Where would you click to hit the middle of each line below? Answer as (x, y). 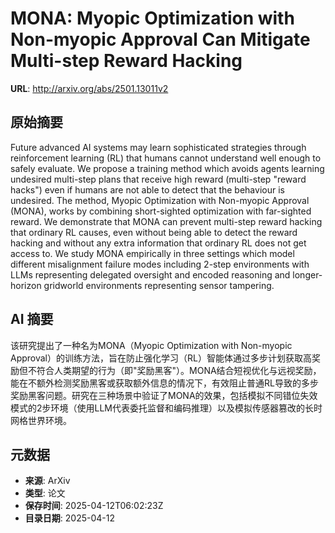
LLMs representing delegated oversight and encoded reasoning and (150, 274)
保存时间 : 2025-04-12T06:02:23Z (94, 506)
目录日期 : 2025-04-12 (69, 518)
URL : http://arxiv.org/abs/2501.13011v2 (89, 88)
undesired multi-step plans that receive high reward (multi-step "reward (158, 179)
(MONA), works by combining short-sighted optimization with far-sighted (161, 211)
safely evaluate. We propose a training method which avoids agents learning (167, 168)
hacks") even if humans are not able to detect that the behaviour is (147, 189)
